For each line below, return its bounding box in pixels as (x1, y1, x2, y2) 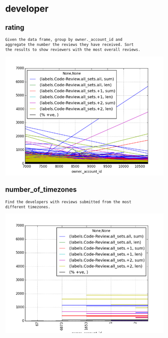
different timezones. (5, 204, 51, 209)
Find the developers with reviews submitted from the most (5, 199, 132, 204)
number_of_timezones (5, 185, 77, 194)
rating (5, 23, 25, 32)
